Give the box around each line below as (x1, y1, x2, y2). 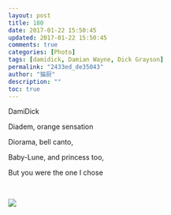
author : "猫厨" (8, 70, 56, 78)
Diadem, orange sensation (8, 122, 94, 131)
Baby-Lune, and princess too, (8, 153, 105, 162)
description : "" (8, 77, 61, 85)
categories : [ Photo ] (8, 48, 76, 56)
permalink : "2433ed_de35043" (8, 63, 104, 71)
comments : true (8, 41, 58, 49)
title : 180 (8, 19, 44, 27)
